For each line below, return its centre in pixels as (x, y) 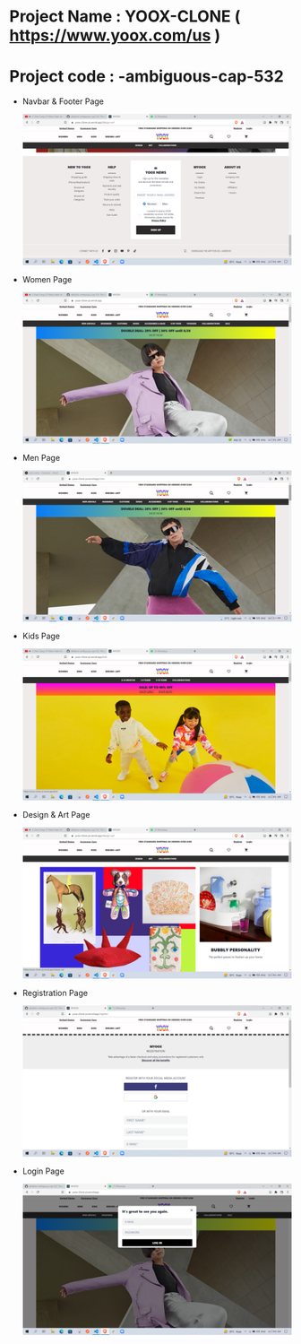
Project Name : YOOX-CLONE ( (125, 17)
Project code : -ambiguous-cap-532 (146, 77)
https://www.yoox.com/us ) (115, 35)
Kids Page (41, 636)
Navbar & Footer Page (63, 101)
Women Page (47, 280)
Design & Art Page (56, 814)
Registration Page (55, 993)
